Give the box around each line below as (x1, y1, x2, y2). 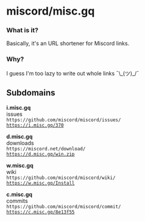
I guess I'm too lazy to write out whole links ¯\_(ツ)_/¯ (6, 69, 140, 77)
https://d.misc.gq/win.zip (6, 151, 75, 157)
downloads (6, 139, 35, 147)
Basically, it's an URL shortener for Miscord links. (6, 40, 130, 47)
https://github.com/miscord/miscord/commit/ (6, 203, 121, 209)
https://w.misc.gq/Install (6, 180, 75, 186)
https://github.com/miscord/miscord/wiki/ (6, 175, 116, 181)
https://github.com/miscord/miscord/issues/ (6, 117, 121, 123)
